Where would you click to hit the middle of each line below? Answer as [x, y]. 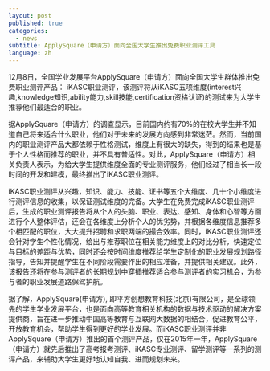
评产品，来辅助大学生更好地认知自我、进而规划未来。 [96, 359]
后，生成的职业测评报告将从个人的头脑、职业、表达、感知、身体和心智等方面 [135, 211]
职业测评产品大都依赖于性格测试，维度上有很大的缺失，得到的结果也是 [138, 144]
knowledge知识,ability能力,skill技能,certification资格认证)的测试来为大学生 [139, 97]
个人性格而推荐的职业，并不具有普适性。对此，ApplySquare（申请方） [132, 154]
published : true [35, 23]
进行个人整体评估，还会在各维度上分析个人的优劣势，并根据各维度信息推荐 [131, 221]
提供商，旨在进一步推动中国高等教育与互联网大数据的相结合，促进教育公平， [135, 319]
